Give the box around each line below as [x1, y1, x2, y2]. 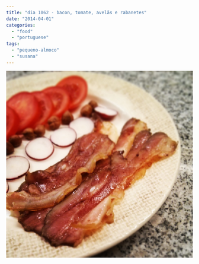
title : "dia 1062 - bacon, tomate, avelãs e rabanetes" [6, 9, 147, 15]
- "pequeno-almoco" [11, 47, 60, 53]
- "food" [11, 28, 33, 34]
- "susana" [11, 53, 38, 59]
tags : [6, 41, 20, 47]
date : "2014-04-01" [6, 15, 54, 22]
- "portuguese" [11, 34, 49, 41]
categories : [6, 22, 36, 28]
